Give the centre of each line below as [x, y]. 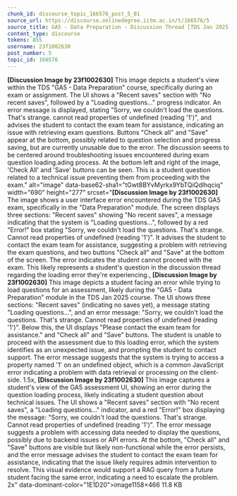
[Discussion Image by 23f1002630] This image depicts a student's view [114, 80]
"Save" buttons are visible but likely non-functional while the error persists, [116, 447]
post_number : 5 [30, 54]
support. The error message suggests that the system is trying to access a [116, 357]
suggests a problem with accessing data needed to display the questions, [114, 432]
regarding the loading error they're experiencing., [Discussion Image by [112, 274]
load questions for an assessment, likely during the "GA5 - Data [100, 289]
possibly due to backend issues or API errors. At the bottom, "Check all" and [119, 440]
